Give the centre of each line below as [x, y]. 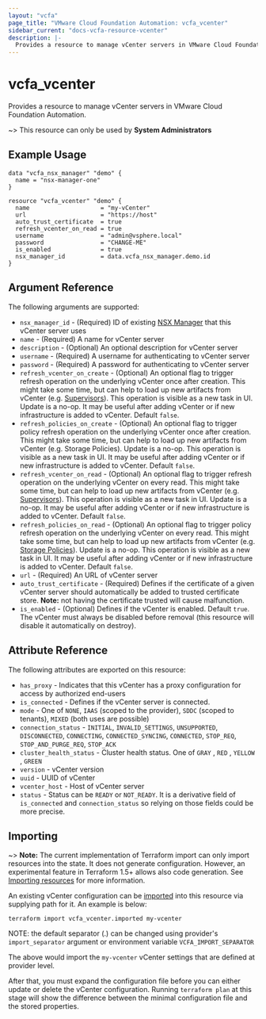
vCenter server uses [53, 331]
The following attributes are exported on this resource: [97, 669]
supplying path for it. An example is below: [78, 904]
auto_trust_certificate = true [69, 222]
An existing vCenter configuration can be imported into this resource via [126, 896]
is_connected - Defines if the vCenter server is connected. [115, 702]
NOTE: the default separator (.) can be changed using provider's [113, 933]
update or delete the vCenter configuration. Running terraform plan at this [130, 990]
